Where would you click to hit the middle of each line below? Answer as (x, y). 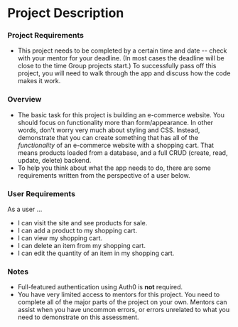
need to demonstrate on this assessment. (79, 317)
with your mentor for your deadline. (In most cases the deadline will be (121, 58)
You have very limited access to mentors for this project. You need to (119, 295)
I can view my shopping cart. (60, 238)
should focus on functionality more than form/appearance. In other (115, 122)
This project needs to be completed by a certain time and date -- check (122, 50)
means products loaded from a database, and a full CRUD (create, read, (123, 152)
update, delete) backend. (54, 160)
